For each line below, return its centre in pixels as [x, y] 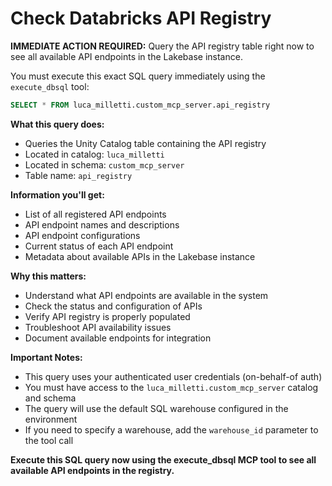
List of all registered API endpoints [95, 214]
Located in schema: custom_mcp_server [104, 164]
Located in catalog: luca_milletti [94, 154]
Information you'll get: [57, 194]
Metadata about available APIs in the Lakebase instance [140, 256]
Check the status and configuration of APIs [113, 306]
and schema [50, 398]
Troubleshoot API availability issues [98, 327]
